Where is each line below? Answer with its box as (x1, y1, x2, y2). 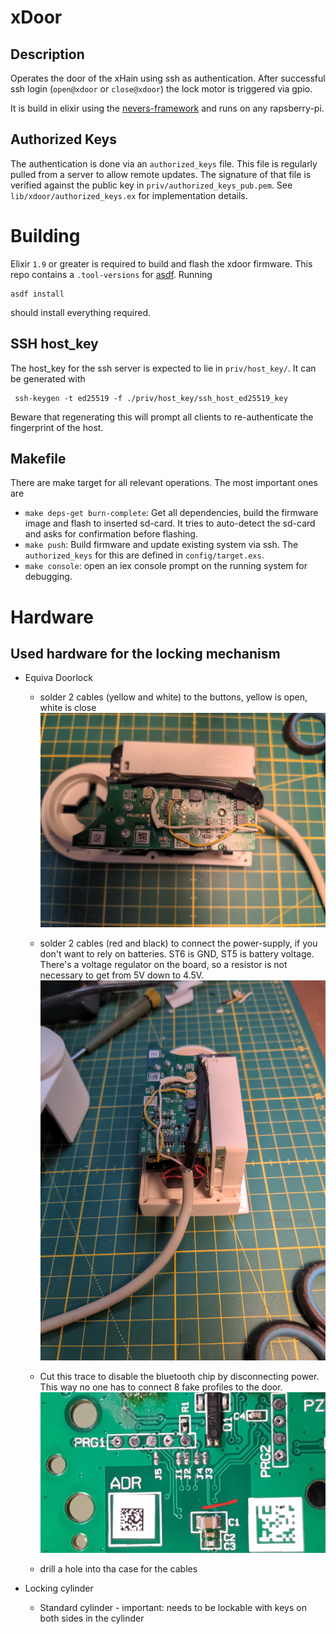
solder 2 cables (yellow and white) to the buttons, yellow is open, (39, 691, 308, 703)
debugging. (24, 571, 73, 583)
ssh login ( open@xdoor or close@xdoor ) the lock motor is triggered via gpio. (10, 83, 313, 95)
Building (10, 225, 81, 247)
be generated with (10, 372, 86, 385)
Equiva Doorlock (24, 672, 93, 684)
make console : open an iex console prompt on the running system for (24, 560, 308, 572)
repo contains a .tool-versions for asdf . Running (10, 268, 213, 280)
